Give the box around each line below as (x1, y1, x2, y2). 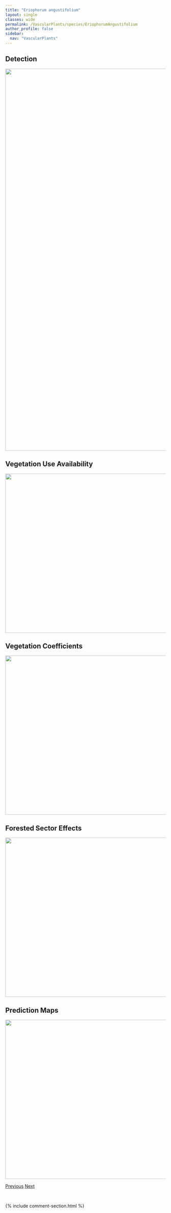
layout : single (5, 12, 38, 17)
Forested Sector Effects (5, 824, 82, 832)
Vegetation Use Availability (5, 460, 93, 469)
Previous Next (5, 1183, 35, 1189)
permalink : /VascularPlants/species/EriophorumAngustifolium (5, 21, 138, 27)
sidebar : (5, 31, 24, 36)
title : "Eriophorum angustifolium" (5, 7, 81, 13)
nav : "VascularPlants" (10, 36, 58, 41)
